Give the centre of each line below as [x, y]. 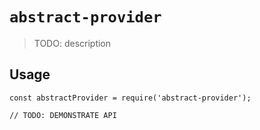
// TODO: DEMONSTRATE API [63, 115]
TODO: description [72, 43]
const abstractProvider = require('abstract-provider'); [130, 98]
